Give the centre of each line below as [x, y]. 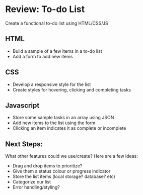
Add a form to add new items [43, 56]
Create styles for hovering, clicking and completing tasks [71, 89]
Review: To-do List [45, 9]
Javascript [22, 105]
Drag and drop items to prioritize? [47, 166]
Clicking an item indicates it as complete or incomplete [69, 128]
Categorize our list [32, 182]
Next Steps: [24, 144]
